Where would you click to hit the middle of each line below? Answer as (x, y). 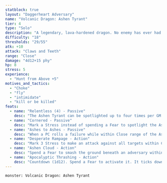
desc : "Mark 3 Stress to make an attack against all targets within (86, 144)
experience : (17, 74)
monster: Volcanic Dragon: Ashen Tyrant (48, 176)
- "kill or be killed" (33, 102)
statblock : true (22, 10)
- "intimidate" (25, 97)
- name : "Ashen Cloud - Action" (43, 148)
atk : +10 (14, 47)
